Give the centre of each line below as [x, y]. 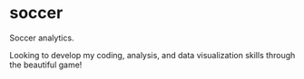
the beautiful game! [46, 65]
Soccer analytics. [42, 38]
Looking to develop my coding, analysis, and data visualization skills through [152, 55]
